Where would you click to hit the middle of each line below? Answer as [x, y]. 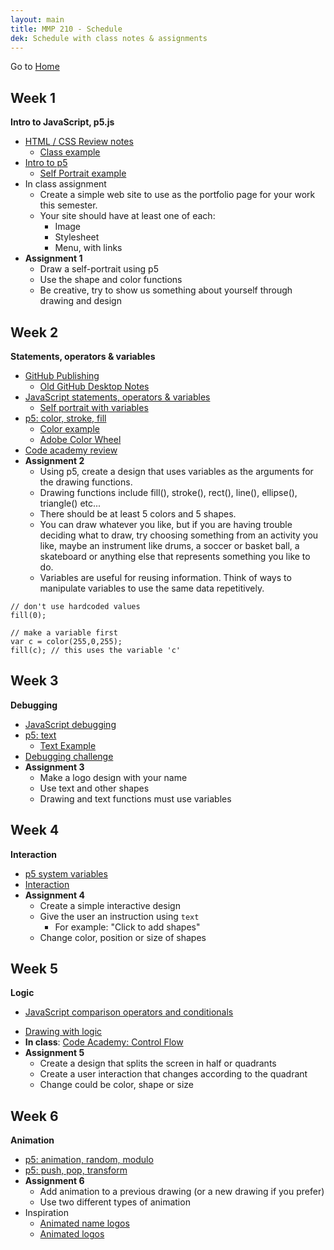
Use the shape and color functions [111, 280]
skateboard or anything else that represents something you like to [175, 556]
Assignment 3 [54, 767]
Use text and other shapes [94, 788]
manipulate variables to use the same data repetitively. [152, 588]
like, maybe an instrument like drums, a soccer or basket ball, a [169, 545]
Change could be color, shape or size [116, 1085]
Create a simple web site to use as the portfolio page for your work [177, 195]
